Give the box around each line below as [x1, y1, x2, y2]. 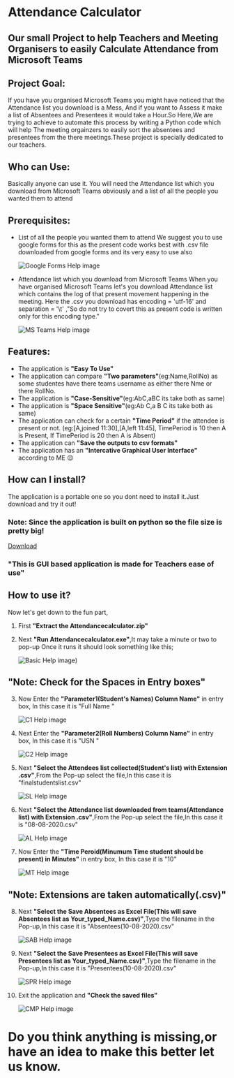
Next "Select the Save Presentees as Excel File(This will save [17, 949, 198, 958]
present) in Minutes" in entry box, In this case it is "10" [17, 855, 177, 864]
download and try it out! [8, 500, 77, 508]
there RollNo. [17, 386, 56, 395]
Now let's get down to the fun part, [8, 608, 109, 616]
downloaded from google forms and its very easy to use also [17, 248, 193, 256]
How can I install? [8, 474, 86, 486]
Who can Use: [8, 161, 70, 173]
